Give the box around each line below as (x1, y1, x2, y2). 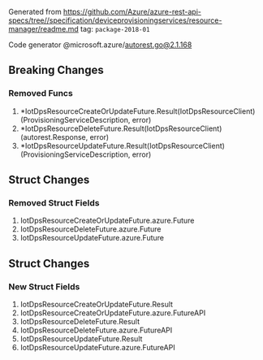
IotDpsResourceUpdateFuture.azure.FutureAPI (19, 343, 176, 353)
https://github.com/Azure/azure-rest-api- (63, 7, 201, 16)
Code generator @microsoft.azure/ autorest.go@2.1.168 (8, 40, 192, 50)
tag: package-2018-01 (80, 24, 150, 33)
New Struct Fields (8, 280, 80, 292)
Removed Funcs (8, 88, 73, 99)
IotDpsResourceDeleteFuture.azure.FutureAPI (19, 325, 173, 336)
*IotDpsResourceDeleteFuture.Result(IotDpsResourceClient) (19, 124, 222, 133)
